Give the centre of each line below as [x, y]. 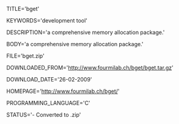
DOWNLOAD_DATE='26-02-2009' [49, 79]
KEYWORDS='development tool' [47, 20]
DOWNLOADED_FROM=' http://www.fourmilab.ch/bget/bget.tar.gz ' [90, 67]
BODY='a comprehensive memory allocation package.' [75, 44]
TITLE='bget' [23, 9]
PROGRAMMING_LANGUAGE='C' [48, 103]
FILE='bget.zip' [25, 56]
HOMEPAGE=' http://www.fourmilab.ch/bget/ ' [63, 91]
